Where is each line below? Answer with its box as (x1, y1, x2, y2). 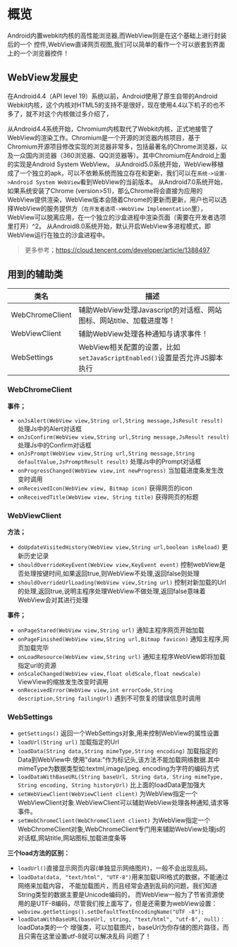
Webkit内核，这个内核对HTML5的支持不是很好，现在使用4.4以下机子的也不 (7, 101, 226, 109)
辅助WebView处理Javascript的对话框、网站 (78, 305, 222, 315)
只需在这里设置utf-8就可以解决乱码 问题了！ (23, 932, 152, 941)
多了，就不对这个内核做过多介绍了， (7, 109, 113, 117)
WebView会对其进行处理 (17, 596, 89, 604)
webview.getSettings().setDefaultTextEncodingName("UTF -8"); (17, 909, 205, 916)
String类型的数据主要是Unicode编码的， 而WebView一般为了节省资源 (17, 890, 219, 899)
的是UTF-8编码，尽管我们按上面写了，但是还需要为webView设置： (23, 900, 218, 908)
